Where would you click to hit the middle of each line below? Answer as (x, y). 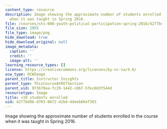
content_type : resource (30, 10)
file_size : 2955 (22, 28)
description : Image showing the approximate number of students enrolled (83, 14)
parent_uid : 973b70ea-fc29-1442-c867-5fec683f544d (59, 88)
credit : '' (21, 56)
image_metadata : (22, 47)
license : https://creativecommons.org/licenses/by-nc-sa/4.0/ (71, 70)
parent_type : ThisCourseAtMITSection (44, 83)
